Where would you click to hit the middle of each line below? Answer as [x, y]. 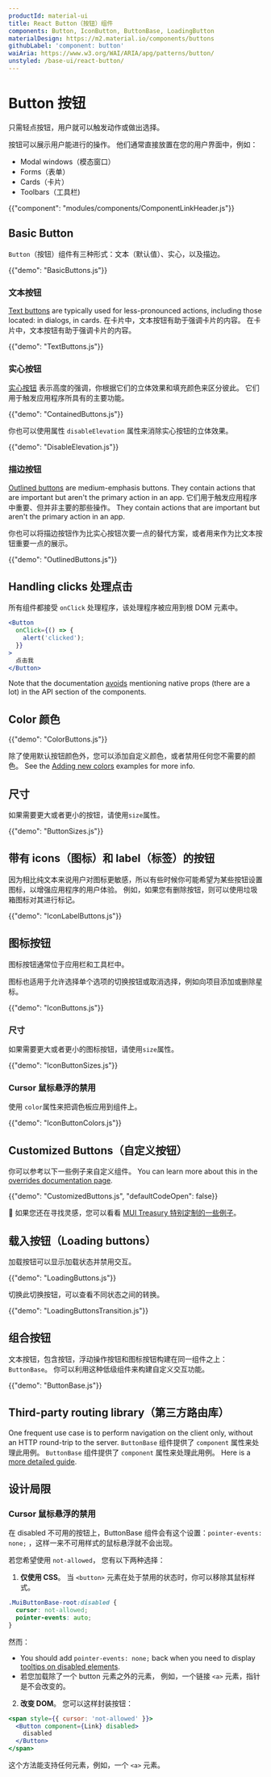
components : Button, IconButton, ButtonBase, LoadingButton [112, 31]
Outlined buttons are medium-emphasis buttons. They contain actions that [132, 487]
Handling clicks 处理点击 [71, 586]
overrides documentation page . [60, 1181]
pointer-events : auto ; [54, 1617]
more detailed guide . [43, 1461]
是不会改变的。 [45, 1686]
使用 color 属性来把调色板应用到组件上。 [75, 1107]
